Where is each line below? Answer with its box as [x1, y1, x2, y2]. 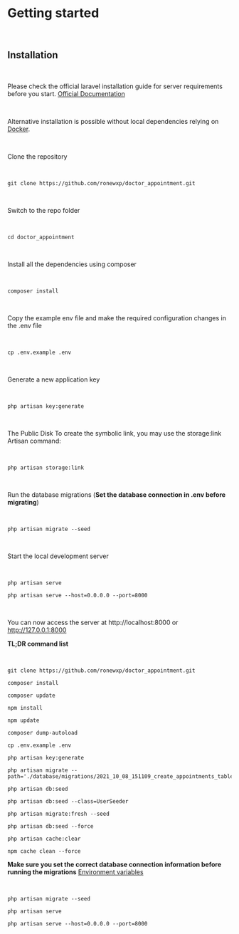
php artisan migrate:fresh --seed [7, 810, 110, 817]
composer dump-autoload [7, 729, 78, 736]
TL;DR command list [7, 639, 69, 648]
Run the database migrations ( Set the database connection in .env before [7, 490, 226, 499]
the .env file [7, 321, 43, 330]
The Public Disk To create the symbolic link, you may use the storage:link [7, 429, 222, 437]
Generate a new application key [7, 375, 100, 384]
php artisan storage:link [7, 464, 84, 471]
